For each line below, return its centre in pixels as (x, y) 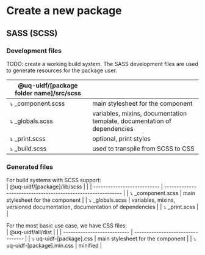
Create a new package (64, 11)
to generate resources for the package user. (62, 70)
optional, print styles (122, 138)
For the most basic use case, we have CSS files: (67, 226)
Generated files (30, 167)
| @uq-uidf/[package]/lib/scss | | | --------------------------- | (85, 187)
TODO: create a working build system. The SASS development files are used (102, 64)
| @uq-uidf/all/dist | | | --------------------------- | (70, 232)
